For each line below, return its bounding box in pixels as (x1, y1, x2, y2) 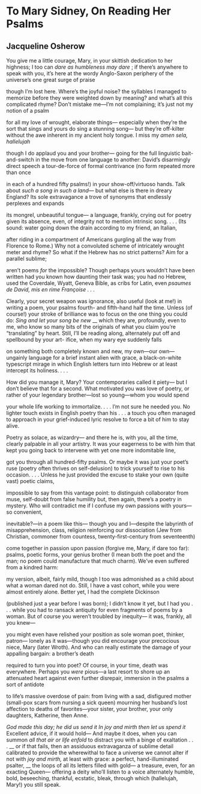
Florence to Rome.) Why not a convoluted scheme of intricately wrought (6, 242, 185, 249)
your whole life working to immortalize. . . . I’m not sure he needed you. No (6, 403, 190, 410)
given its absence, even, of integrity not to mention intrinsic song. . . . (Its (6, 218, 187, 225)
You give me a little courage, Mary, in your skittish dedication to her (6, 57, 173, 64)
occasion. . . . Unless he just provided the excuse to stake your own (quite (6, 471, 189, 478)
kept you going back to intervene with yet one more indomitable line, (6, 447, 176, 454)
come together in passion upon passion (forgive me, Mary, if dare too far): (6, 545, 190, 552)
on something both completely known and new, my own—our (6, 348, 158, 355)
